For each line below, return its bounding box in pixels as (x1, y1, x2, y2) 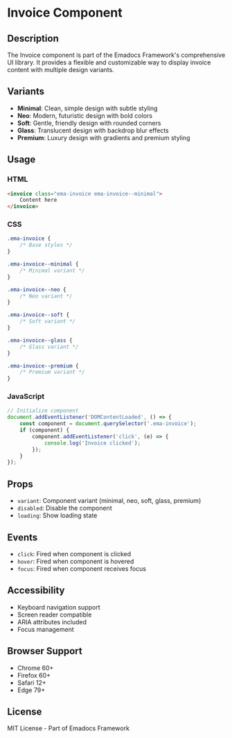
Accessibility (7, 585, 65, 597)
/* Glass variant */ (19, 343, 79, 350)
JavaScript (7, 392, 45, 402)
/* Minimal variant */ (19, 267, 85, 274)
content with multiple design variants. (7, 66, 114, 74)
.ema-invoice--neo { (7, 286, 67, 293)
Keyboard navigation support (17, 603, 100, 611)
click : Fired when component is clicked (17, 549, 132, 558)
